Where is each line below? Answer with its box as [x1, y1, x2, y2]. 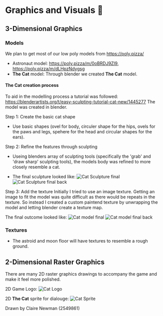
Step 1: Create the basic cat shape [5, 114, 76, 120]
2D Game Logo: [5, 286, 37, 292]
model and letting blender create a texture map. [5, 205, 103, 211]
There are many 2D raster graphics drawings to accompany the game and [5, 271, 157, 277]
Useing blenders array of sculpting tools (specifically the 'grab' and [12, 153, 151, 159]
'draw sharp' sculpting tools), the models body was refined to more [12, 159, 151, 165]
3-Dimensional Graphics [5, 24, 83, 33]
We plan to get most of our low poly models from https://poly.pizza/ [5, 50, 144, 56]
